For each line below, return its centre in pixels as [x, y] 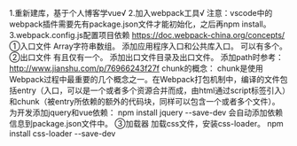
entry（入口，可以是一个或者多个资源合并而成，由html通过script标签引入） [151, 90]
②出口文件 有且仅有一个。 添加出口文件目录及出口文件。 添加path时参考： [146, 57]
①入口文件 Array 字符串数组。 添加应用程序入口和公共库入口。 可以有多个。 [148, 46]
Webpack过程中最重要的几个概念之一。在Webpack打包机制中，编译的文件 [145, 79]
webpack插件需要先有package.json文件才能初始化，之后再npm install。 [140, 24]
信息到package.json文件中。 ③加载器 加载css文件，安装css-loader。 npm [146, 123]
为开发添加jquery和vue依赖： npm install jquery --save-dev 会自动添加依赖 [146, 112]
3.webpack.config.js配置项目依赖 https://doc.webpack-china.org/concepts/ [147, 35]
